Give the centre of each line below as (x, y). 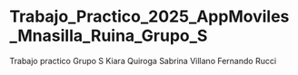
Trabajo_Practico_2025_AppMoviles (149, 17)
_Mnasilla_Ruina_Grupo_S (109, 36)
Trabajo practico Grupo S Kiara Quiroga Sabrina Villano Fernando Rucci (143, 61)
